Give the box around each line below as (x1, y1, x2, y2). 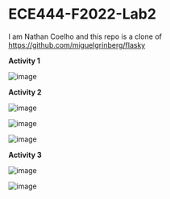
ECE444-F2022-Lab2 (8, 5, 157, 23)
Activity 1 (8, 56, 40, 66)
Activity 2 (8, 87, 42, 97)
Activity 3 (8, 150, 42, 159)
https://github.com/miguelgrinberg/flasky (8, 40, 146, 49)
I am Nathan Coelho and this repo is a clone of (8, 32, 163, 41)
